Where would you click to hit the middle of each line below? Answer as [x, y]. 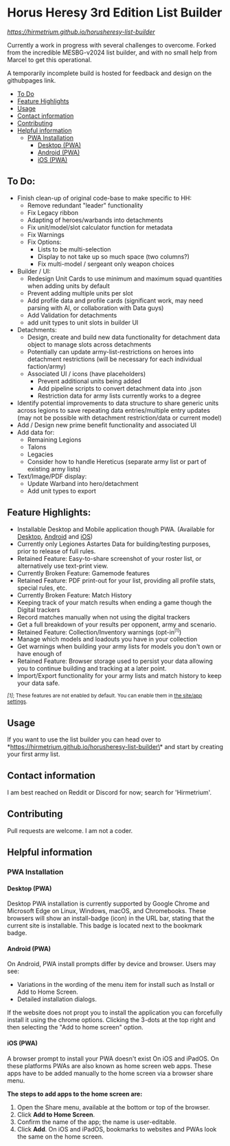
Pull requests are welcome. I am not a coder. [70, 830]
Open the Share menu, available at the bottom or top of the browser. [114, 1107]
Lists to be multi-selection [74, 249]
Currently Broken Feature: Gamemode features [83, 573]
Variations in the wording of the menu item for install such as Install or [116, 985]
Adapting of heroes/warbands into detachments [95, 220]
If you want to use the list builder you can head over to [84, 739]
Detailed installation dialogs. [57, 999]
